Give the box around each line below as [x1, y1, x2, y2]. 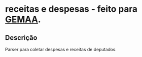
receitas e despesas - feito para [5, 3, 138, 15]
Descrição [5, 33, 37, 42]
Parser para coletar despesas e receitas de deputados [5, 47, 116, 52]
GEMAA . [5, 14, 41, 25]
